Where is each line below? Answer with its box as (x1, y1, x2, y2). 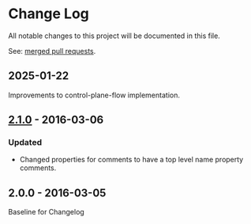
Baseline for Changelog (8, 207, 84, 217)
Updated (8, 137, 42, 148)
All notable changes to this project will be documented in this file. (8, 31, 221, 40)
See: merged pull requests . (8, 46, 96, 55)
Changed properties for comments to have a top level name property (19, 155, 244, 165)
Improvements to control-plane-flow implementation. (8, 90, 180, 100)
